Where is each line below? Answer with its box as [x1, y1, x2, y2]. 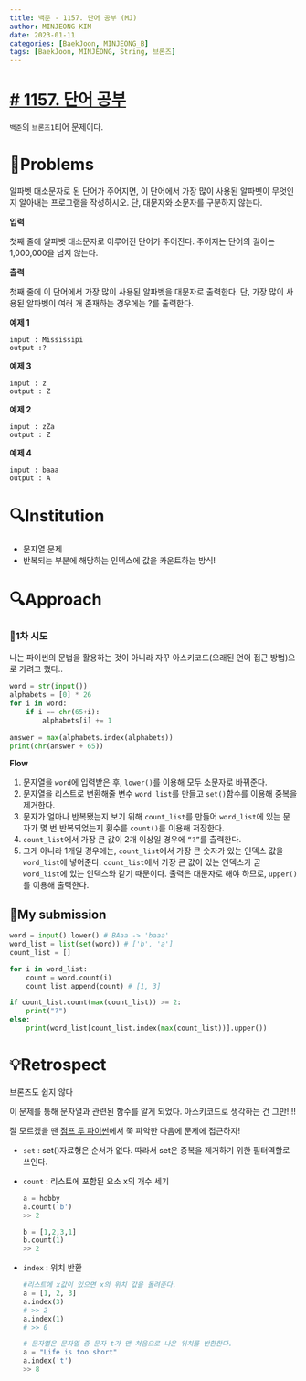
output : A [9, 474, 51, 483]
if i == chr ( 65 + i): [26, 708, 100, 717]
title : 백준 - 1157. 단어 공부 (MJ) [9, 13, 138, 23]
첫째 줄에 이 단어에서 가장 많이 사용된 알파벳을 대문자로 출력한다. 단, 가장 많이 [9, 286, 285, 297]
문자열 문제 [22, 543, 63, 554]
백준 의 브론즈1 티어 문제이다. [9, 122, 103, 133]
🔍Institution [9, 506, 105, 527]
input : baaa [9, 466, 59, 475]
